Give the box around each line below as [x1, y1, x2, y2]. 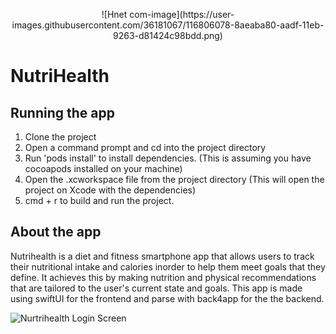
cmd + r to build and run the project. [24, 195, 175, 206]
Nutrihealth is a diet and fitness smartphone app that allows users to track [10, 250, 315, 262]
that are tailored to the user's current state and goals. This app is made [10, 282, 303, 294]
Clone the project [24, 131, 97, 143]
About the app [10, 224, 102, 241]
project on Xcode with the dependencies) [24, 184, 197, 196]
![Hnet [101, 9, 128, 20]
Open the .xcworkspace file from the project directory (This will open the [24, 174, 325, 185]
